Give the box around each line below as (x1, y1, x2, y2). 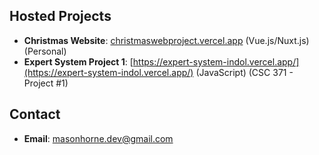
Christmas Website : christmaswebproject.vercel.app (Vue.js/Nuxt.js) (23, 34, 310, 46)
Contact (9, 106, 61, 123)
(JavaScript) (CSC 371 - (195, 66, 294, 78)
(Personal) (23, 45, 67, 57)
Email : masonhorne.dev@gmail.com (23, 132, 174, 144)
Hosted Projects (9, 8, 112, 25)
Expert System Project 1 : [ (23, 55, 134, 68)
